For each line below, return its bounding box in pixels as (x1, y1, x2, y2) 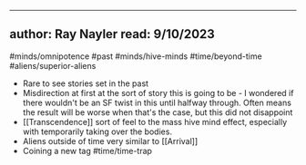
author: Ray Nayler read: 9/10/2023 (9, 26, 216, 42)
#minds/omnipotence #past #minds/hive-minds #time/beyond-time (9, 51, 262, 62)
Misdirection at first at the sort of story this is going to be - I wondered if (22, 87, 294, 98)
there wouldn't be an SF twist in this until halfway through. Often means (22, 97, 291, 108)
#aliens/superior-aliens (9, 60, 97, 71)
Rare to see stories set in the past (22, 78, 148, 89)
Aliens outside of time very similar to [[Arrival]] (22, 135, 199, 146)
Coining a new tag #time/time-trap (22, 145, 153, 156)
